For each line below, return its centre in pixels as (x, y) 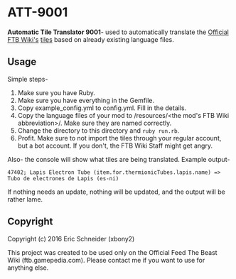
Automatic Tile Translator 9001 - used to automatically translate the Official (118, 32)
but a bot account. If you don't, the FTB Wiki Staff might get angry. (115, 146)
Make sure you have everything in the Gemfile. (86, 100)
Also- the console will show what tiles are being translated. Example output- (119, 159)
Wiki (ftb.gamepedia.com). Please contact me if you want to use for (106, 260)
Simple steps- (28, 79)
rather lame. (25, 199)
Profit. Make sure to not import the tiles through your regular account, (119, 138)
